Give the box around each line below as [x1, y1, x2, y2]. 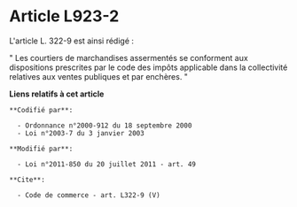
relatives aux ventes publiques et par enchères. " [9, 71, 189, 81]
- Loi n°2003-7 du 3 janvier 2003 [17, 128, 145, 138]
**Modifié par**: [9, 144, 74, 153]
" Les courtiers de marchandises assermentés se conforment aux [9, 52, 248, 63]
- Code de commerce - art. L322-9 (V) [17, 190, 161, 200]
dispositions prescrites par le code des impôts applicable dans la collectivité [9, 62, 288, 73]
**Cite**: [9, 175, 46, 184]
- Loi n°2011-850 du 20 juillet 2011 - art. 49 [17, 159, 197, 169]
